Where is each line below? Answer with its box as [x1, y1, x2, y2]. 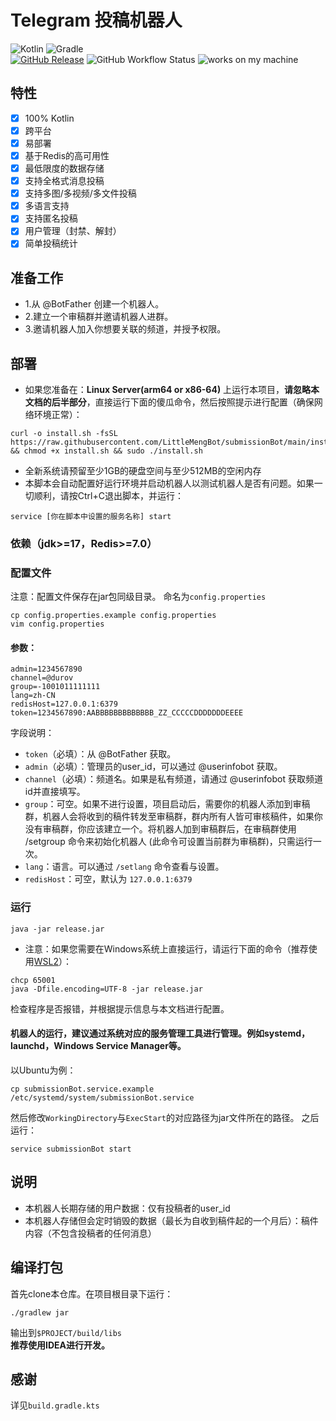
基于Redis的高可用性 [24, 149, 110, 161]
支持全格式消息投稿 [24, 175, 105, 187]
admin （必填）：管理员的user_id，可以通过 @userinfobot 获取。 [24, 761, 283, 773]
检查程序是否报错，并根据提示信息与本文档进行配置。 [10, 1002, 230, 1015]
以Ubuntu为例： [10, 1064, 77, 1076]
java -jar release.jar [10, 924, 105, 934]
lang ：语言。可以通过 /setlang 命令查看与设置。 [24, 861, 225, 873]
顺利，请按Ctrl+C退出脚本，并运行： [33, 490, 184, 502]
